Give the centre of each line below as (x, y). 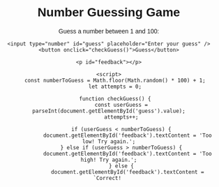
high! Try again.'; (109, 160)
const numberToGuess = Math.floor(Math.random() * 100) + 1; (115, 80)
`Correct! (107, 178)
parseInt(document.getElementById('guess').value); (109, 111)
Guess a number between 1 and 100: (109, 31)
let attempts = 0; (115, 87)
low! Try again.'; (109, 141)
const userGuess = (121, 105)
